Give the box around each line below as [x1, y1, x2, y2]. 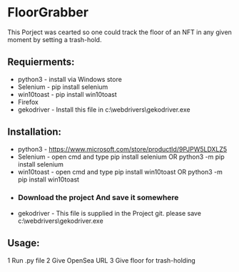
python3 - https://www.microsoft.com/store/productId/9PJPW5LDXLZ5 [17, 145, 228, 153]
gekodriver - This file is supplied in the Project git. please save [17, 209, 202, 217]
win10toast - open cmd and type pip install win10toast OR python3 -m [17, 167, 223, 176]
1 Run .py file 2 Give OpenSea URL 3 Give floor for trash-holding [7, 256, 196, 264]
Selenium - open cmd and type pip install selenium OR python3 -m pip [17, 152, 225, 161]
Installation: [7, 126, 62, 138]
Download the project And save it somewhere [17, 193, 179, 203]
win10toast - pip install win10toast [17, 90, 118, 98]
